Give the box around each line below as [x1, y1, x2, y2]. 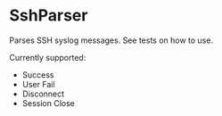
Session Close [21, 97, 76, 108]
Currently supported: [9, 52, 86, 62]
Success [21, 69, 54, 80]
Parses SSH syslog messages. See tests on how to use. [9, 35, 214, 46]
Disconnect [21, 88, 65, 99]
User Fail [21, 79, 55, 89]
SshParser [9, 5, 88, 26]
